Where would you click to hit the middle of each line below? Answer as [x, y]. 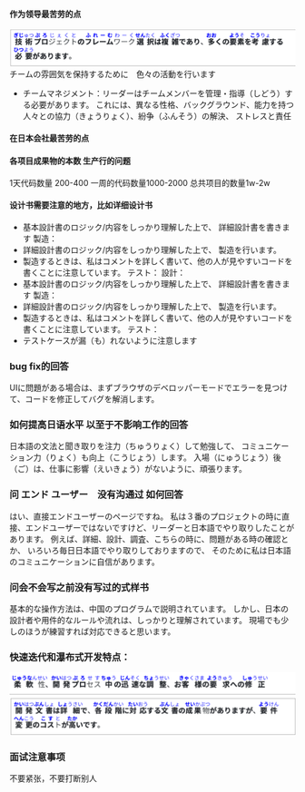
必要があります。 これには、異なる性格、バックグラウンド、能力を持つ [162, 104]
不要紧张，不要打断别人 [53, 778]
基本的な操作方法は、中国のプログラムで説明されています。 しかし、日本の [149, 609]
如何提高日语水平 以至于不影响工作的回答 [99, 425]
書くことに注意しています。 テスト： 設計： [104, 272]
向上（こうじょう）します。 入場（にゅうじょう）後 [185, 457]
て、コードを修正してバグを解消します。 [84, 399]
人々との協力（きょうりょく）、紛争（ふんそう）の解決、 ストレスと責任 [157, 116]
